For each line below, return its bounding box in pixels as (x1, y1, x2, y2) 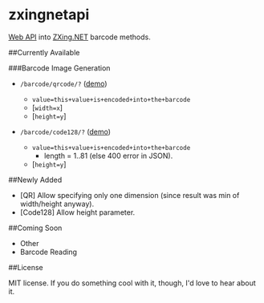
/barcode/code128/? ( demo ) (19, 127, 111, 136)
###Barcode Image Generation (8, 63, 111, 73)
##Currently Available (8, 47, 80, 57)
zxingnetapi (8, 6, 90, 24)
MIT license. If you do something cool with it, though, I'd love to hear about (8, 278, 257, 288)
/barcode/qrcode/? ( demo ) (19, 79, 108, 88)
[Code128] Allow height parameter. (19, 207, 136, 217)
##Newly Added (8, 175, 63, 184)
